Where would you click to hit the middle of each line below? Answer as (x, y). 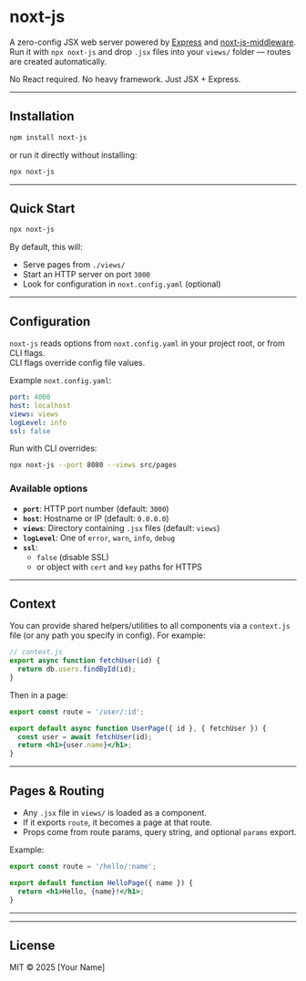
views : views (34, 414)
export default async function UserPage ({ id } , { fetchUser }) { (138, 728)
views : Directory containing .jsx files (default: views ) (121, 527)
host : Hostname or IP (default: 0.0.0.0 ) (96, 518)
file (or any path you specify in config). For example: (108, 635)
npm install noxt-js (49, 137)
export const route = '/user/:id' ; (77, 712)
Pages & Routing (57, 791)
